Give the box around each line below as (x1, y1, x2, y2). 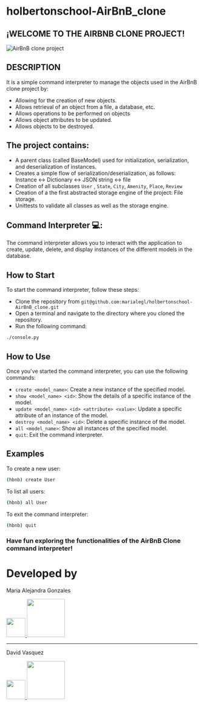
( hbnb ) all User (6, 499, 47, 506)
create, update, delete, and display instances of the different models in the (6, 245, 192, 253)
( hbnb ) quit (6, 522, 36, 528)
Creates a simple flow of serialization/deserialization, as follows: (15, 169, 176, 177)
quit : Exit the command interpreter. (15, 431, 104, 438)
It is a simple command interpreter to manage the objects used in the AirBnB (6, 78, 197, 86)
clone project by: (6, 85, 49, 92)
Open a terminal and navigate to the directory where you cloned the (15, 309, 185, 317)
